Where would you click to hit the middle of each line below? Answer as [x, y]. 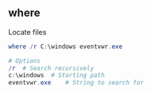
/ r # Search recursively [51, 68]
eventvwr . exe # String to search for [76, 83]
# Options [25, 61]
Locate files [27, 32]
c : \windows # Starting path [57, 75]
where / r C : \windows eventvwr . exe [66, 47]
